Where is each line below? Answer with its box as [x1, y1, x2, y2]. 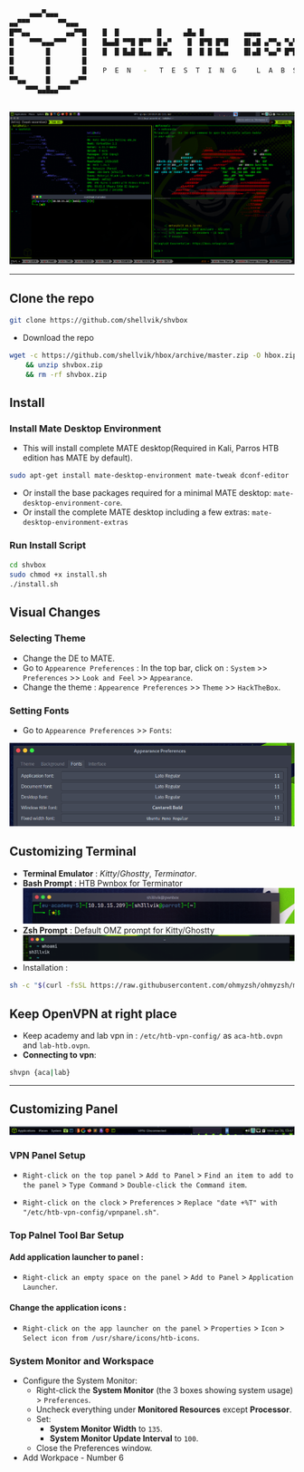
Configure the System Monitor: [22, 1375, 138, 1386]
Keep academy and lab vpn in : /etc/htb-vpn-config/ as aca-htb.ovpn [22, 1031, 283, 1041]
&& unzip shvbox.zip [25, 360, 103, 370]
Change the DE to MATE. [22, 653, 115, 663]
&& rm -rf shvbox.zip [25, 370, 107, 379]
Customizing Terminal [9, 844, 138, 859]
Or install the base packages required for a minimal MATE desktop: [22, 488, 272, 499]
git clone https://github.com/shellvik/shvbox [9, 316, 188, 325]
